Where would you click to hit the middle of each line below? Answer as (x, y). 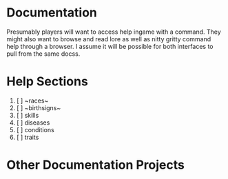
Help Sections (48, 82)
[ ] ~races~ (32, 101)
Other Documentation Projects (96, 165)
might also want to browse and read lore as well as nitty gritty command (109, 39)
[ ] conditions (35, 129)
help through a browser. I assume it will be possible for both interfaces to (110, 46)
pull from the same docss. (43, 54)
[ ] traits (28, 137)
